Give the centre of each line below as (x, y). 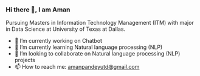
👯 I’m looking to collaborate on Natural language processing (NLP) (97, 54)
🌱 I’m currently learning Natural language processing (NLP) (88, 47)
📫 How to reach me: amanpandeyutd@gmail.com (77, 67)
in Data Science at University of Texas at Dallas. (66, 29)
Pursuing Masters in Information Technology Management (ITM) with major (100, 23)
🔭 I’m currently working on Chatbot (58, 41)
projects (25, 60)
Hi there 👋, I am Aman (38, 10)
